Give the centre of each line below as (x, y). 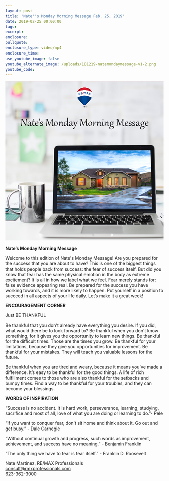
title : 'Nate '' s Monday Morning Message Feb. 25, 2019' (65, 16)
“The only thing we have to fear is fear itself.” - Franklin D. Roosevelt (76, 454)
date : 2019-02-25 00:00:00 (33, 21)
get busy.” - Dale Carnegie (33, 429)
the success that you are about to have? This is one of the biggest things (80, 264)
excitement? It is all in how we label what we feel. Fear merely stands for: (81, 280)
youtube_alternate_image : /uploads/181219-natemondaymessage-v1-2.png (81, 64)
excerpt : (14, 32)
